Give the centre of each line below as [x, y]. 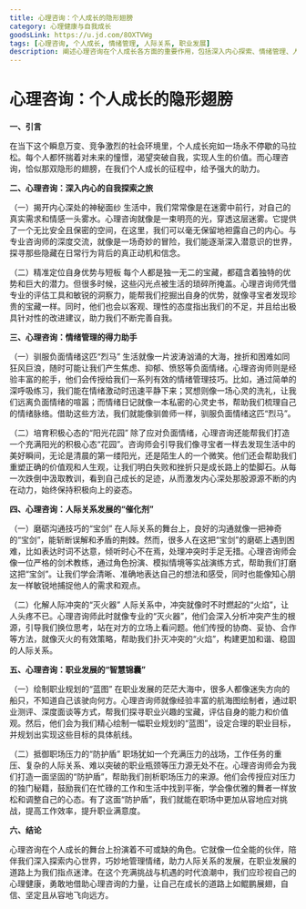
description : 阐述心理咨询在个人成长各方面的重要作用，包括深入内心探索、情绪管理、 [151, 52]
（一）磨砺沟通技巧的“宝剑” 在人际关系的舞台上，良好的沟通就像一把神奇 [146, 528]
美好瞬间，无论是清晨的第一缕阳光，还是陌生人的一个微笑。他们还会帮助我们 [153, 455]
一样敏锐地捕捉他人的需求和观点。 [81, 586]
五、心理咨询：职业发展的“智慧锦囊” [78, 669]
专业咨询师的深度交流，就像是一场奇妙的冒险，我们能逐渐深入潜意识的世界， [153, 241]
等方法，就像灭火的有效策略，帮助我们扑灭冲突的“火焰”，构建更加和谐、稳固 [153, 639]
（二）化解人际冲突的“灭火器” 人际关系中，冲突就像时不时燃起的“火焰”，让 [149, 605]
